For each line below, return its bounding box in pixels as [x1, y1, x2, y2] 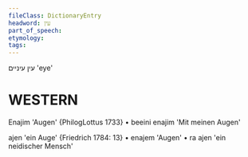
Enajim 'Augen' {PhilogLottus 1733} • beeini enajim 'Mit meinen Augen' [8, 117, 241, 128]
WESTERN [8, 91, 78, 109]
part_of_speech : [8, 26, 62, 34]
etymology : [8, 33, 45, 42]
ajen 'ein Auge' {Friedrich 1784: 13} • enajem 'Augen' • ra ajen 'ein [8, 133, 226, 143]
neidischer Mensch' [8, 141, 73, 151]
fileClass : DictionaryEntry [8, 11, 102, 20]
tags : [8, 41, 26, 49]
